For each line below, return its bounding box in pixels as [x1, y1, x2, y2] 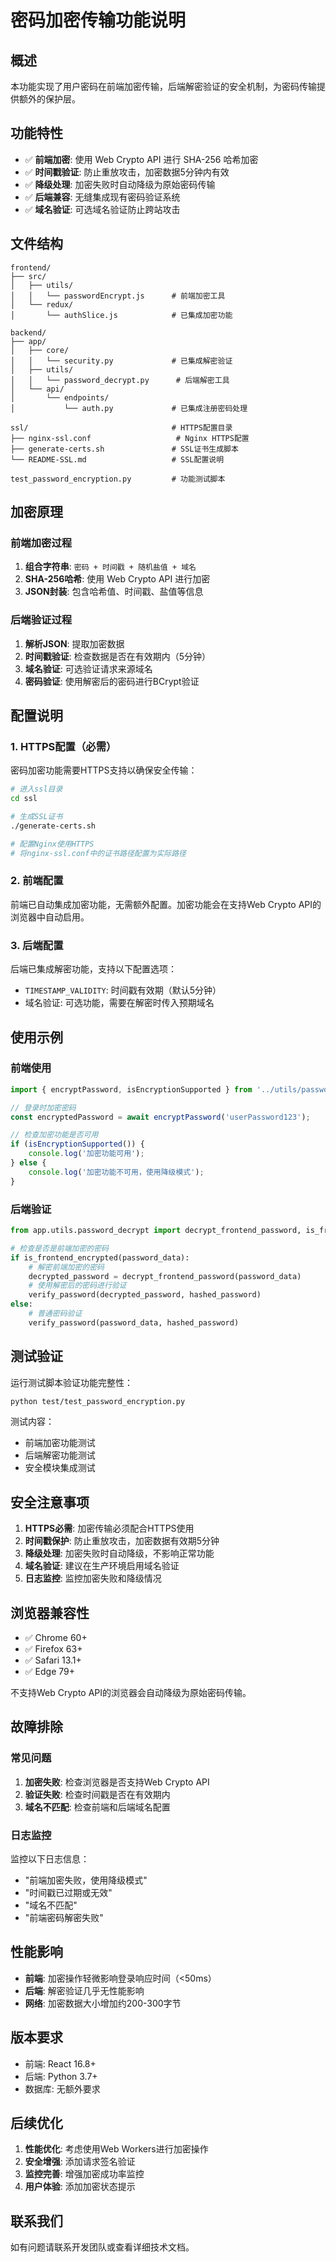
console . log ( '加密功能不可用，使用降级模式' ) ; [28, 1167, 205, 1177]
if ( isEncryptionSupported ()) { [10, 1139, 145, 1150]
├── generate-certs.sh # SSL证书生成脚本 [10, 444, 239, 454]
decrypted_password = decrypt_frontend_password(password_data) [28, 1271, 302, 1281]
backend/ [10, 327, 47, 338]
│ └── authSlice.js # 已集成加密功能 [10, 310, 233, 320]
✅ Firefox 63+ [24, 1643, 83, 1655]
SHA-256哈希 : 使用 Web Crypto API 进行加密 [24, 573, 211, 585]
